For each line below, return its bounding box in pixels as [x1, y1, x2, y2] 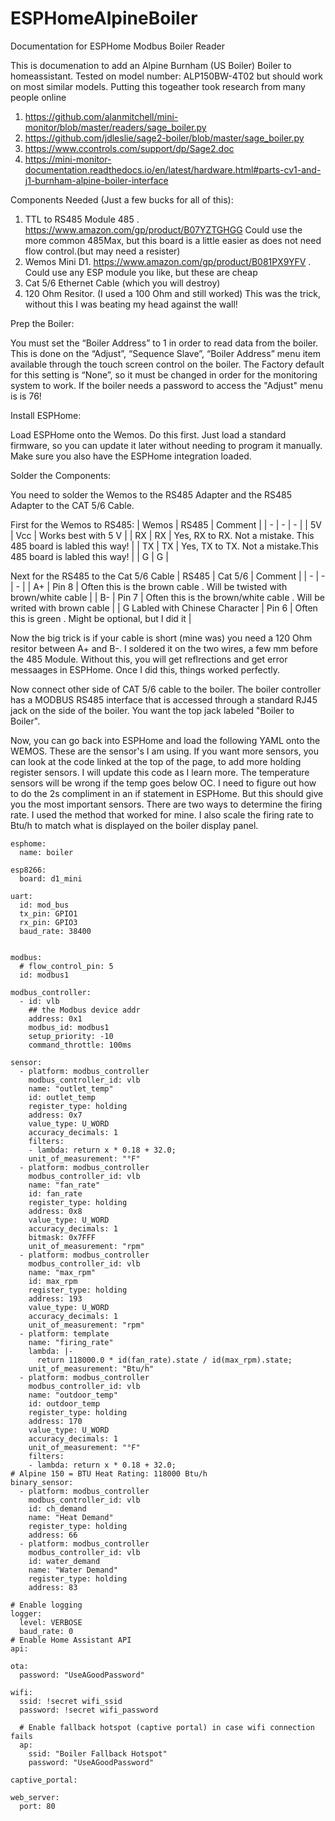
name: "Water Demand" [28, 1565, 118, 1575]
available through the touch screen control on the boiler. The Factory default [10, 358, 325, 370]
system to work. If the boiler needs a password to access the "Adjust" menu [10, 379, 323, 391]
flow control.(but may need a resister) [24, 245, 181, 257]
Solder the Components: [10, 469, 112, 481]
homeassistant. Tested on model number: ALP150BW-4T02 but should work [10, 70, 324, 82]
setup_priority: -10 [28, 1031, 114, 1041]
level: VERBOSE [19, 1617, 83, 1627]
